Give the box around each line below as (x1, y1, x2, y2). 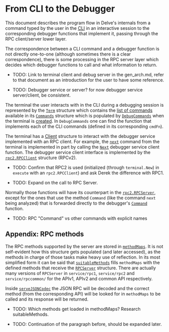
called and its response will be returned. (5, 296, 89, 302)
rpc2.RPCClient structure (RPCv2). (5, 155, 77, 161)
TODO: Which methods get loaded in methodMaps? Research (12, 306, 141, 312)
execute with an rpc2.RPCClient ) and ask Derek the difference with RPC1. (12, 170, 164, 176)
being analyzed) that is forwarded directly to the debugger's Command (5, 200, 148, 206)
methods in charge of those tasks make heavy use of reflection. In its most (5, 254, 160, 260)
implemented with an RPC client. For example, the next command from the (5, 138, 160, 145)
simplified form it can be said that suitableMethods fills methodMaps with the (5, 259, 160, 265)
